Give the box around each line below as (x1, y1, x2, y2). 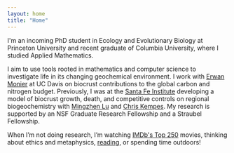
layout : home (7, 10, 46, 18)
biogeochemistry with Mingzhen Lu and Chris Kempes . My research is (7, 102, 210, 110)
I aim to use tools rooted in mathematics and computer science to (7, 65, 196, 73)
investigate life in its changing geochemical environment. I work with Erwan (7, 72, 225, 81)
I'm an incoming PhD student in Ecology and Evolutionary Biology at (7, 36, 203, 44)
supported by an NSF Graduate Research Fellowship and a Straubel (7, 109, 202, 118)
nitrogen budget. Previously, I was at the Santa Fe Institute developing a (7, 87, 214, 95)
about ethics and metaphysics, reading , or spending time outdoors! (7, 138, 201, 146)
